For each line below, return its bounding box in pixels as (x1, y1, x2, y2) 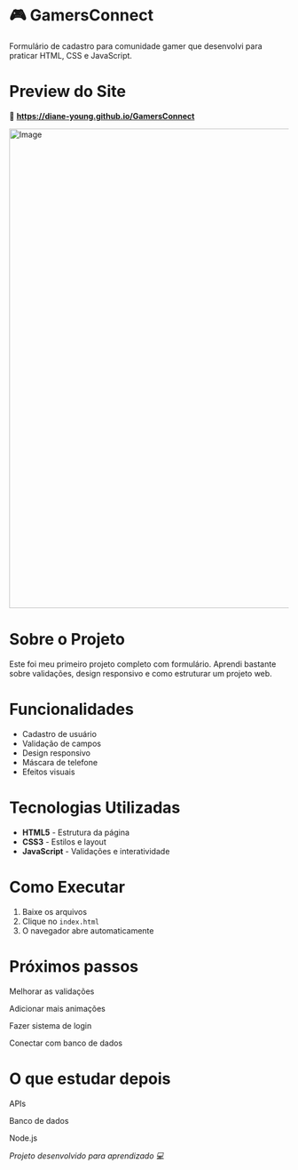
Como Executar (9, 877, 126, 897)
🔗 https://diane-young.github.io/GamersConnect (9, 110, 195, 121)
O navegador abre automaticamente (21, 925, 154, 936)
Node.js (9, 1133, 38, 1143)
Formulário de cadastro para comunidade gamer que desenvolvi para (9, 40, 263, 52)
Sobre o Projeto (9, 629, 126, 650)
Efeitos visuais (21, 766, 75, 777)
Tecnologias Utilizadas (9, 797, 181, 817)
